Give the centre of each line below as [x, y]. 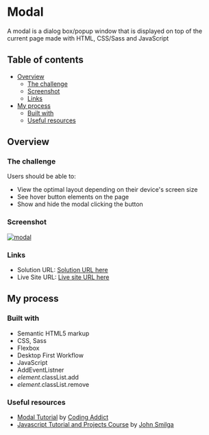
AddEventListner [40, 370]
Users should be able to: [42, 177]
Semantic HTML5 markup [53, 333]
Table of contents [45, 60]
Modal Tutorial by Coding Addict [62, 417]
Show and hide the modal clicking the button [80, 204]
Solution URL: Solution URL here [62, 270]
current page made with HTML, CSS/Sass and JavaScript [88, 38]
